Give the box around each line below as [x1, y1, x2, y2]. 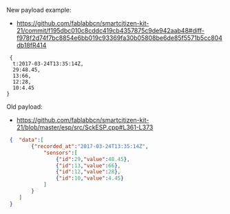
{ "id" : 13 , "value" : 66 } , [55, 162, 121, 169]
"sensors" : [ [43, 149, 78, 156]
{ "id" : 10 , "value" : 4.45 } [55, 175, 125, 182]
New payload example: [6, 6, 72, 14]
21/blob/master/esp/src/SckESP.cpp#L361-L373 [16, 123, 154, 131]
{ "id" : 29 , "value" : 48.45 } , [55, 156, 130, 162]
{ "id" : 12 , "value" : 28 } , [55, 169, 121, 175]
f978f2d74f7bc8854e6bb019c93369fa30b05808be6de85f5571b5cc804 [16, 34, 223, 42]
